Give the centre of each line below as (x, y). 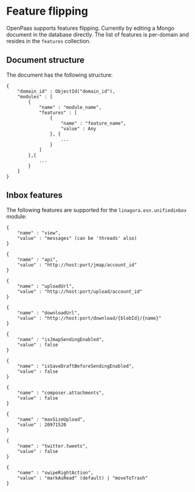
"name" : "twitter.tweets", (53, 446)
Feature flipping (47, 11)
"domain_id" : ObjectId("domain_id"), (66, 91)
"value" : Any (78, 128)
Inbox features (34, 195)
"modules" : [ (35, 97)
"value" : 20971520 (42, 424)
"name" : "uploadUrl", (46, 286)
